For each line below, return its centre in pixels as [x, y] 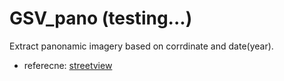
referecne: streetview [68, 65]
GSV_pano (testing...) [101, 18]
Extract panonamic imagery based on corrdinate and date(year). [141, 46]
